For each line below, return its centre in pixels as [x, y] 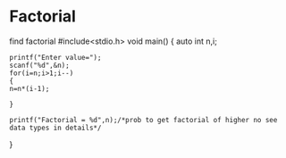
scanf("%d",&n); [39, 65]
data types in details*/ [55, 128]
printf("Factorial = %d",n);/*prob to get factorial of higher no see [143, 120]
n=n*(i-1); [29, 88]
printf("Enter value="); [55, 57]
